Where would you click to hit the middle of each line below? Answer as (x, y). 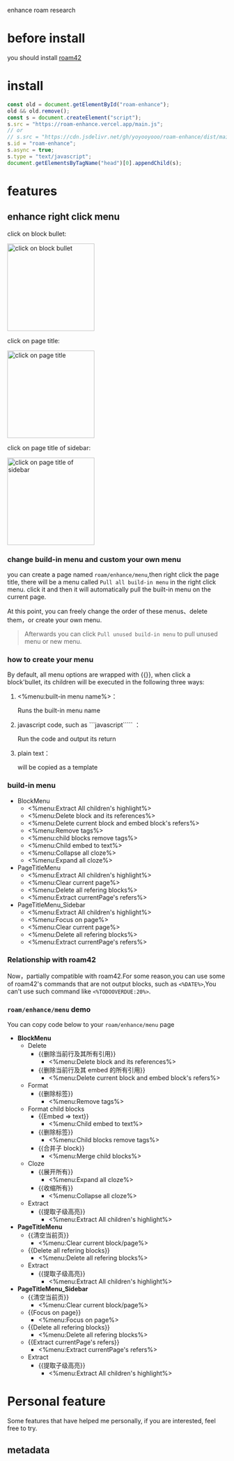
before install (46, 38)
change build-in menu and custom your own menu (94, 559)
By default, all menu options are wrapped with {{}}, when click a (99, 675)
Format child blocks (56, 1109)
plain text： (34, 754)
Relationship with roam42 (52, 960)
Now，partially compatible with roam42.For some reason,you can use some (116, 976)
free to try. (22, 1428)
